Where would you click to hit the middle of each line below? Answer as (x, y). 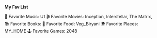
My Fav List (16, 7)
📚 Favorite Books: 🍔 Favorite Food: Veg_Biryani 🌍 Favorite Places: (71, 24)
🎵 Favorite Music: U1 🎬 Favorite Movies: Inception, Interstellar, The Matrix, (78, 17)
